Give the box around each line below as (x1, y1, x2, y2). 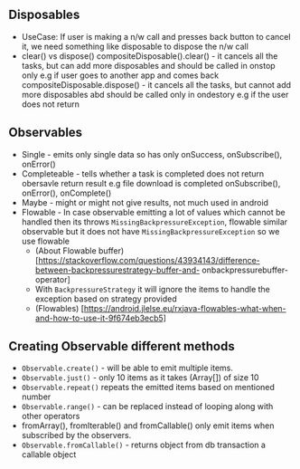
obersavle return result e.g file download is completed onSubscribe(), (21, 177, 281, 188)
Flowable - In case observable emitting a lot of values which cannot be (21, 206, 286, 217)
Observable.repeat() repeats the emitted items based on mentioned (21, 382, 275, 393)
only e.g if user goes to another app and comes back (21, 70, 219, 81)
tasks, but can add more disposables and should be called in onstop (21, 60, 277, 71)
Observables (8, 125, 83, 140)
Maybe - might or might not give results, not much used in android (21, 196, 268, 207)
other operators (21, 411, 80, 422)
